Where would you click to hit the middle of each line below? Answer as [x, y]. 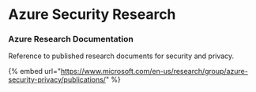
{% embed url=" [35, 72]
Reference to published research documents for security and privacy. [121, 56]
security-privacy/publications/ [57, 79]
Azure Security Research [92, 15]
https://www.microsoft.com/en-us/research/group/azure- [154, 72]
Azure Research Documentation [71, 39]
